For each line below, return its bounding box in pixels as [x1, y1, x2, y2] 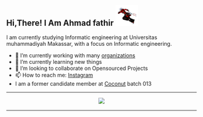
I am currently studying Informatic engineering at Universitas [6, 34, 158, 41]
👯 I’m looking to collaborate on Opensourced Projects [14, 65, 148, 72]
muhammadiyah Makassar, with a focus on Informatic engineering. [6, 40, 172, 48]
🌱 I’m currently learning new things [14, 58, 102, 66]
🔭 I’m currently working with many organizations [14, 52, 136, 59]
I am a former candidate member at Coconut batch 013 [14, 80, 152, 87]
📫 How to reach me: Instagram [14, 72, 94, 79]
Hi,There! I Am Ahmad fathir [6, 17, 114, 28]
